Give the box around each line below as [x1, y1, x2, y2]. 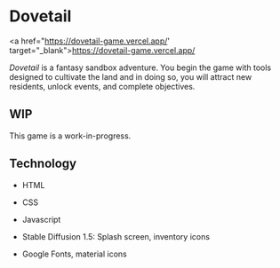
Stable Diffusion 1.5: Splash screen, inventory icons [21, 231, 211, 241]
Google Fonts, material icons [21, 248, 127, 259]
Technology [9, 156, 77, 171]
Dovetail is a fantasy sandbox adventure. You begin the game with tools [9, 62, 272, 73]
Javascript [21, 214, 61, 225]
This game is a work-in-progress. [9, 130, 132, 141]
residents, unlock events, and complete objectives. [9, 81, 196, 91]
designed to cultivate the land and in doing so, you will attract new [9, 71, 252, 82]
